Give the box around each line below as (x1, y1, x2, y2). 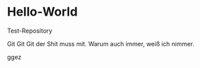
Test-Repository (7, 27, 53, 35)
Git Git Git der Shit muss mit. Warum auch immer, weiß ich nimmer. (7, 39, 195, 48)
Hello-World (7, 4, 78, 20)
